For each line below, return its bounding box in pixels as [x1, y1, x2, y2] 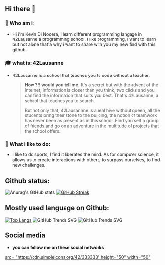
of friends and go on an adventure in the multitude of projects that [24, 123, 159, 129]
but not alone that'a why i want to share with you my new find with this [12, 41, 156, 47]
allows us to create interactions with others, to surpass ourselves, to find [12, 157, 160, 163]
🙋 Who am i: [5, 20, 34, 27]
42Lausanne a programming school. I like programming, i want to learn [12, 36, 156, 42]
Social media [5, 231, 46, 240]
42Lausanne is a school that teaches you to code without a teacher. [12, 72, 150, 78]
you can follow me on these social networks [12, 244, 104, 250]
